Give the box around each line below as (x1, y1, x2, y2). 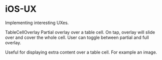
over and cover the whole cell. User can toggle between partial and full (5, 34, 149, 40)
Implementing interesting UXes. (5, 20, 69, 26)
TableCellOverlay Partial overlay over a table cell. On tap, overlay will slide (5, 29, 155, 35)
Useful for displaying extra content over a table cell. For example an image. (5, 49, 158, 55)
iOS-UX (5, 3, 37, 15)
